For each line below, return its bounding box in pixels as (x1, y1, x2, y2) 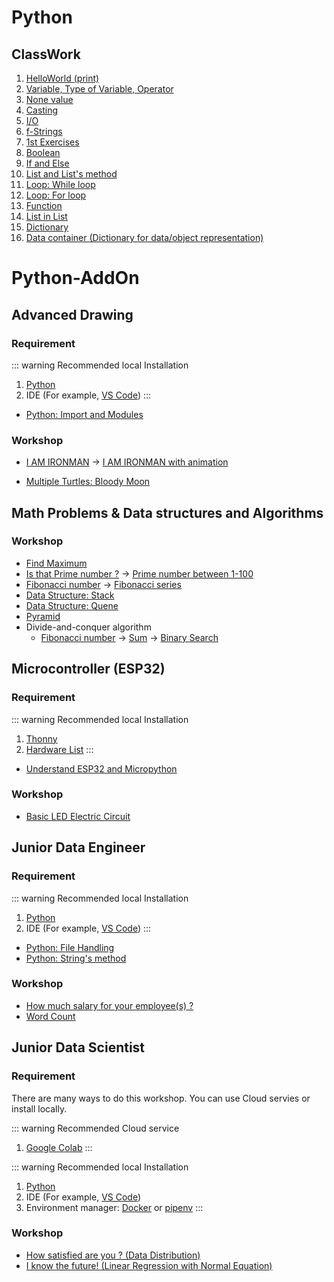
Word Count (25, 1010, 76, 1022)
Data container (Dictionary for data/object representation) (25, 232, 264, 243)
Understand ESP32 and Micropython (25, 762, 178, 775)
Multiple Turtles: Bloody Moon (25, 476, 151, 488)
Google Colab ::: (25, 1141, 93, 1153)
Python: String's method (25, 952, 127, 964)
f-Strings (25, 126, 63, 137)
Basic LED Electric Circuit (25, 810, 131, 822)
